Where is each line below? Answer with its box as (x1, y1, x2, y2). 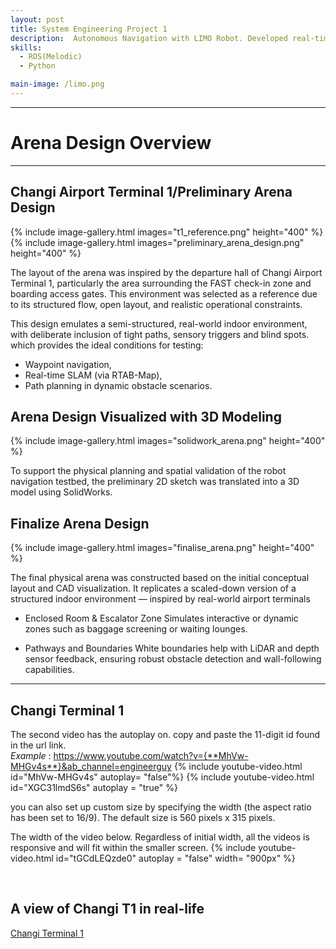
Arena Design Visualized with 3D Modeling (10, 409, 282, 426)
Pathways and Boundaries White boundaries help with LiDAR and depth (24, 642, 320, 655)
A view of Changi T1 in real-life (10, 901, 205, 918)
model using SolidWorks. (10, 486, 113, 498)
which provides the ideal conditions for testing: (10, 339, 204, 351)
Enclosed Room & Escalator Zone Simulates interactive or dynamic (24, 612, 299, 625)
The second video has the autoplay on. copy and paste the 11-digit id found (10, 729, 321, 741)
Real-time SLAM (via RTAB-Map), (24, 369, 163, 381)
